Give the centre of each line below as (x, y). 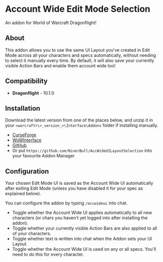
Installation (23, 108)
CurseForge (24, 135)
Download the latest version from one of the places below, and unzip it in (79, 120)
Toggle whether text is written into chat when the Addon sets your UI (82, 239)
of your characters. (32, 233)
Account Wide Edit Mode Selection (78, 9)
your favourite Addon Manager (43, 156)
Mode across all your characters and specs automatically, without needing (81, 55)
